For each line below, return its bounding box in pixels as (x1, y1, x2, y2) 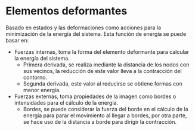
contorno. (23, 74, 48, 81)
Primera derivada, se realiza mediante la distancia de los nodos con (23, 61, 190, 68)
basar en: (5, 36, 29, 44)
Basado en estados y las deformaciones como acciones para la (5, 24, 162, 31)
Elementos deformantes (5, 4, 128, 18)
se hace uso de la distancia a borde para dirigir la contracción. (23, 118, 177, 125)
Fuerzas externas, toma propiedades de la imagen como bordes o (14, 93, 177, 100)
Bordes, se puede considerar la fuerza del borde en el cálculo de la (23, 105, 188, 112)
